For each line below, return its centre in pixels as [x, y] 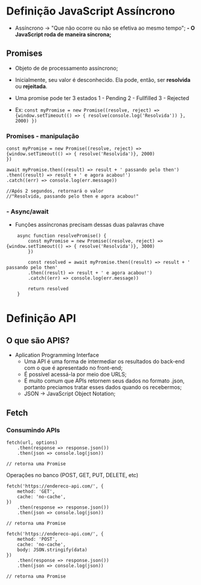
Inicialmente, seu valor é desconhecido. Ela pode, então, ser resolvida [103, 79]
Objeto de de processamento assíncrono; [66, 68]
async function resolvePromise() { [62, 236]
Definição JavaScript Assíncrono [91, 11]
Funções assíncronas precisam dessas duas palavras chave [90, 225]
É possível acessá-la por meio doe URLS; [75, 375]
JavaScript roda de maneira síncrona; [63, 34]
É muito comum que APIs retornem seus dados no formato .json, [104, 381]
